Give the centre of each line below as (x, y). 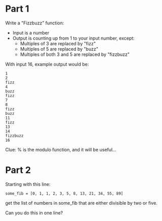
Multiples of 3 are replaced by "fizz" (58, 43)
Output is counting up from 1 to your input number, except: (74, 38)
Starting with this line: (28, 184)
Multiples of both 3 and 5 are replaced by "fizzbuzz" (75, 54)
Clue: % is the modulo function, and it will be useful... (61, 149)
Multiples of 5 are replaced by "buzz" (59, 49)
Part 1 (17, 9)
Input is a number (31, 33)
